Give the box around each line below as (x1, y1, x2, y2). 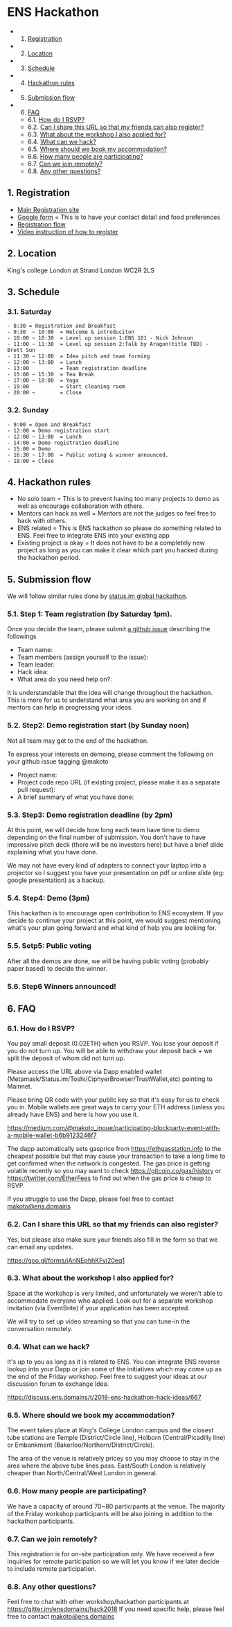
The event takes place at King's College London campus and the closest (7, 1426, 214, 1434)
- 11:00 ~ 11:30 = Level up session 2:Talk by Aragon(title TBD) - (7, 341, 209, 348)
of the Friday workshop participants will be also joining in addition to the (7, 1509, 213, 1518)
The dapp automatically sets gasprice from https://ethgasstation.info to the (7, 1145, 222, 1153)
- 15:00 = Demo (7, 445, 51, 452)
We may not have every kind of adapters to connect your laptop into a (7, 861, 206, 870)
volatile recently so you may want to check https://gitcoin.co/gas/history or (7, 1167, 222, 1175)
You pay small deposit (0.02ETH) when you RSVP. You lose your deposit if (7, 1039, 219, 1048)
